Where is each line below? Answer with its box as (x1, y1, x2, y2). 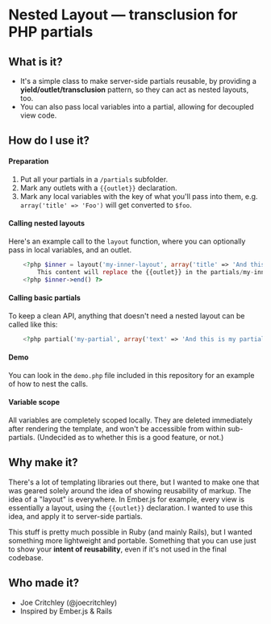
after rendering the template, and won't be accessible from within (8, 423, 226, 433)
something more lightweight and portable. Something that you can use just (8, 535, 256, 545)
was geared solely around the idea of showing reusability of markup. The (8, 485, 252, 495)
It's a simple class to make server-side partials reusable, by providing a (19, 77, 256, 85)
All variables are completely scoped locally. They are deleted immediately (8, 415, 252, 425)
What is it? (8, 55, 63, 69)
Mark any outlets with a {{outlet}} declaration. (19, 183, 177, 193)
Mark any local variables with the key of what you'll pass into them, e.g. (19, 191, 258, 201)
